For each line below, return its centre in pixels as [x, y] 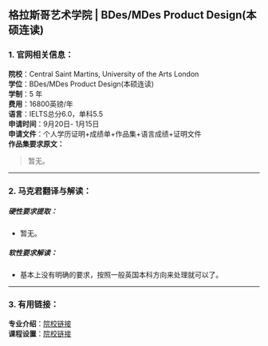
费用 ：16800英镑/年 [41, 104]
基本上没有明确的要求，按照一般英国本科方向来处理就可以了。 [121, 274]
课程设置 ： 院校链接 [40, 333]
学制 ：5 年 [26, 93]
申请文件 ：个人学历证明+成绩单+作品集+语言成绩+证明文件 [105, 133]
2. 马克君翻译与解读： [50, 191]
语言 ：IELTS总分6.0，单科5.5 [56, 113]
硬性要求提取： [33, 212]
